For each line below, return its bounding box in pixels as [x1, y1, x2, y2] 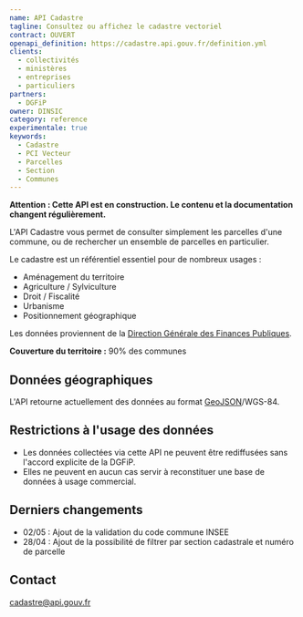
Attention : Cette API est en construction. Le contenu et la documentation [9, 200, 294, 211]
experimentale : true [9, 124, 89, 133]
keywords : [9, 132, 47, 141]
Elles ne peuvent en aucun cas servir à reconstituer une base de [22, 466, 265, 477]
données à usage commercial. [22, 476, 137, 487]
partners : [9, 89, 47, 98]
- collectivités [17, 56, 79, 65]
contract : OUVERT [9, 30, 76, 39]
